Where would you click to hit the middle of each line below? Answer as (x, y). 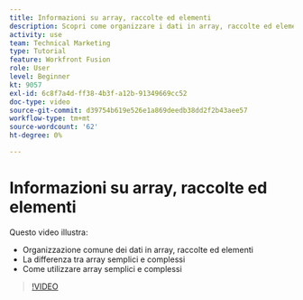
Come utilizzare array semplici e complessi (102, 268)
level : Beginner (40, 77)
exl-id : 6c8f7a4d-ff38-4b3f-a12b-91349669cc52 (98, 93)
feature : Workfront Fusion (60, 60)
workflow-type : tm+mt (50, 118)
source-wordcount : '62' (54, 127)
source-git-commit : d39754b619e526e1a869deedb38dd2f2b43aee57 (129, 110)
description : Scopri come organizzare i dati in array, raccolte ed (141, 26)
